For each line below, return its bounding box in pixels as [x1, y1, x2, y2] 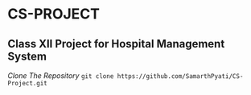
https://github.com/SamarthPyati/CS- [117, 72, 244, 81]
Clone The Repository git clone [7, 71, 114, 81]
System [7, 49, 47, 63]
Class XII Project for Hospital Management [7, 37, 225, 51]
